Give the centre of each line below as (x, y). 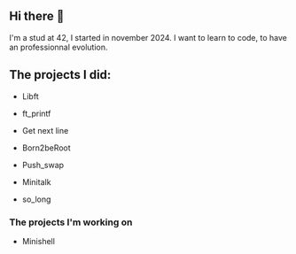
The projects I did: (60, 75)
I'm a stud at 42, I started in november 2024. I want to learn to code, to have (148, 37)
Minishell (39, 241)
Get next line (45, 130)
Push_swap (43, 165)
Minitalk (36, 181)
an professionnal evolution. (58, 47)
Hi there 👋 (37, 16)
